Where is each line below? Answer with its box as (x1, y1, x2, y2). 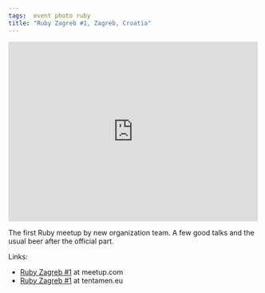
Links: (8, 251, 28, 261)
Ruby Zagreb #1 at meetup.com (19, 267, 124, 276)
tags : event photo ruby (8, 11, 91, 20)
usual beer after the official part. (8, 236, 114, 246)
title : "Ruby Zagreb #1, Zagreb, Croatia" (8, 19, 152, 27)
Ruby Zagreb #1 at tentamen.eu (19, 275, 124, 285)
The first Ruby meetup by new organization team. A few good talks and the (8, 228, 255, 237)
